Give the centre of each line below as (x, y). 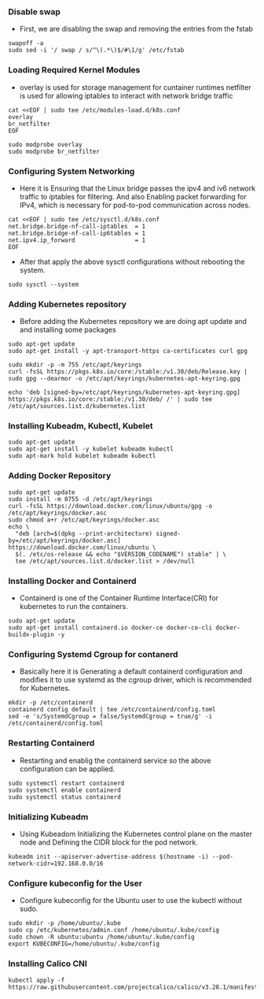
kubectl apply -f (37, 980)
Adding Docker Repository (60, 476)
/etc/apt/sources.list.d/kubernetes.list (77, 407)
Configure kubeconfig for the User (75, 883)
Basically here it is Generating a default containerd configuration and (131, 671)
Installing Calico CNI (48, 964)
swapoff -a (26, 43)
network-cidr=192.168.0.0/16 (56, 863)
